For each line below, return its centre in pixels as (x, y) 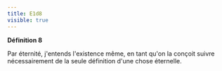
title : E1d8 (25, 14)
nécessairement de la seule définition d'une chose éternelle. (95, 61)
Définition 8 (25, 40)
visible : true (28, 20)
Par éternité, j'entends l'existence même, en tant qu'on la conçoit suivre (111, 54)
